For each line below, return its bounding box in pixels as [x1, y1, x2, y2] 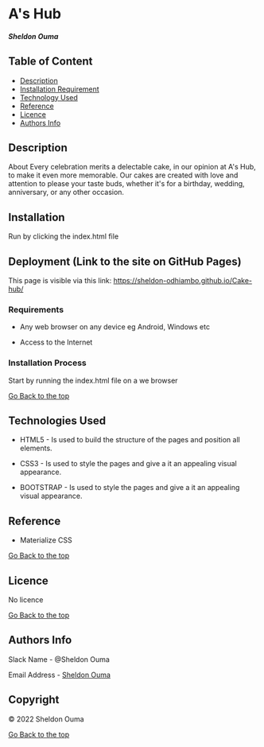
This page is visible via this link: [8, 276, 112, 286]
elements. [19, 443, 53, 453]
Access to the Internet [19, 337, 93, 347]
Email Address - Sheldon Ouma [8, 670, 111, 679]
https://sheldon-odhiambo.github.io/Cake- [113, 276, 253, 286]
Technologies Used [8, 414, 106, 428]
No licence [8, 595, 44, 605]
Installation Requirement [19, 84, 99, 94]
